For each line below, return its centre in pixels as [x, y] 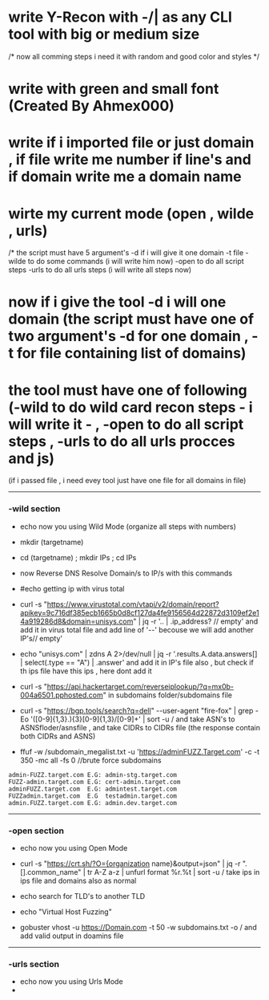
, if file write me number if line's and [130, 160]
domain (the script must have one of [131, 319]
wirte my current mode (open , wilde [131, 213]
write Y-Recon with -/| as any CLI [120, 17]
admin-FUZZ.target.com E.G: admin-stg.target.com [93, 774]
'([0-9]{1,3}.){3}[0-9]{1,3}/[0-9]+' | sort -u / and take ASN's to [133, 719]
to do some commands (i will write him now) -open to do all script [136, 262]
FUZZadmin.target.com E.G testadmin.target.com [93, 796]
